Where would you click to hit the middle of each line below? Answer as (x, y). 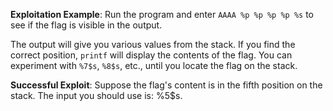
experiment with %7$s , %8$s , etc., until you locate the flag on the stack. (154, 65)
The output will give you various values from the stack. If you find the (153, 44)
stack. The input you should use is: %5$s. (96, 95)
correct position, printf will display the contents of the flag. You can (151, 55)
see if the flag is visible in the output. (86, 25)
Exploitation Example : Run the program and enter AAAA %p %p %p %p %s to (162, 14)
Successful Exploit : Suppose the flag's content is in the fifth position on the (166, 85)
